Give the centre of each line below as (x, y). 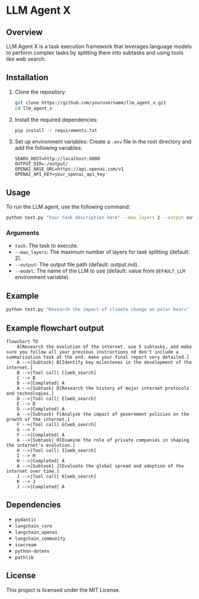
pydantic (25, 520)
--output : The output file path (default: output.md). (77, 265)
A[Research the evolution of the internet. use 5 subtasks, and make (105, 347)
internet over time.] (33, 471)
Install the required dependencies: (57, 120)
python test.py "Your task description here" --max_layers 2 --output (95, 218)
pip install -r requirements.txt (56, 130)
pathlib (24, 558)
